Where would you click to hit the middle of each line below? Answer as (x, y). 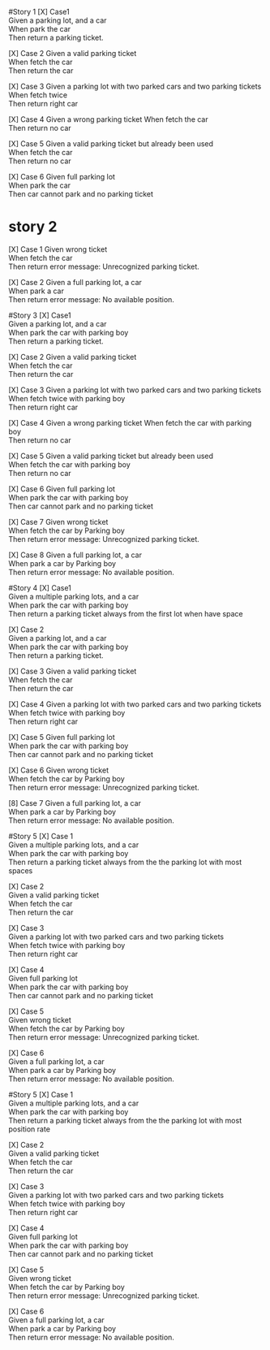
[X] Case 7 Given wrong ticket (58, 521)
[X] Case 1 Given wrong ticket (58, 249)
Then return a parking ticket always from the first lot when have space (126, 613)
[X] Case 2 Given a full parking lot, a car (75, 282)
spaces (21, 870)
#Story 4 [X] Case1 (40, 587)
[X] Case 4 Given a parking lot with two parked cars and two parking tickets (135, 704)
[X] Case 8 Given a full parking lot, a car (75, 555)
